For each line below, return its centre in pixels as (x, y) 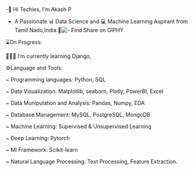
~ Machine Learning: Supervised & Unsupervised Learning (79, 126)
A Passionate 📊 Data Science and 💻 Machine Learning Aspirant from (101, 21)
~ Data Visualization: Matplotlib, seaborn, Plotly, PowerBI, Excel (85, 91)
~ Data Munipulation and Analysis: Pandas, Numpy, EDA (75, 103)
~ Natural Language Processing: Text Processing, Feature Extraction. (92, 161)
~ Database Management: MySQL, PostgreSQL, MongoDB (78, 115)
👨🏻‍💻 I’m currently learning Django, (49, 56)
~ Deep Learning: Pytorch (38, 138)
